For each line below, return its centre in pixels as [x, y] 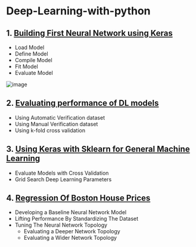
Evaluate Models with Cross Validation [62, 173]
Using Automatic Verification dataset [60, 117]
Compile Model [33, 60]
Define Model [32, 54]
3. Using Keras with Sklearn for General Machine [98, 149]
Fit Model [27, 66]
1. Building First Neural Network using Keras [89, 33]
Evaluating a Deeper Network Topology [72, 231]
